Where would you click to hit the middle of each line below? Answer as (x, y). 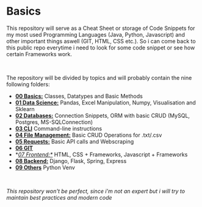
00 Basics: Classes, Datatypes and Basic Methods (79, 96)
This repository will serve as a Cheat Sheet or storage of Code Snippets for (101, 28)
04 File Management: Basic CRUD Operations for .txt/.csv (88, 135)
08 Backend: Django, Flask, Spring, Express (71, 161)
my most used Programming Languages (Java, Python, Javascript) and (96, 34)
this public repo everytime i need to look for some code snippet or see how (101, 48)
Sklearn (25, 109)
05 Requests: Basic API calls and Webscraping (74, 141)
